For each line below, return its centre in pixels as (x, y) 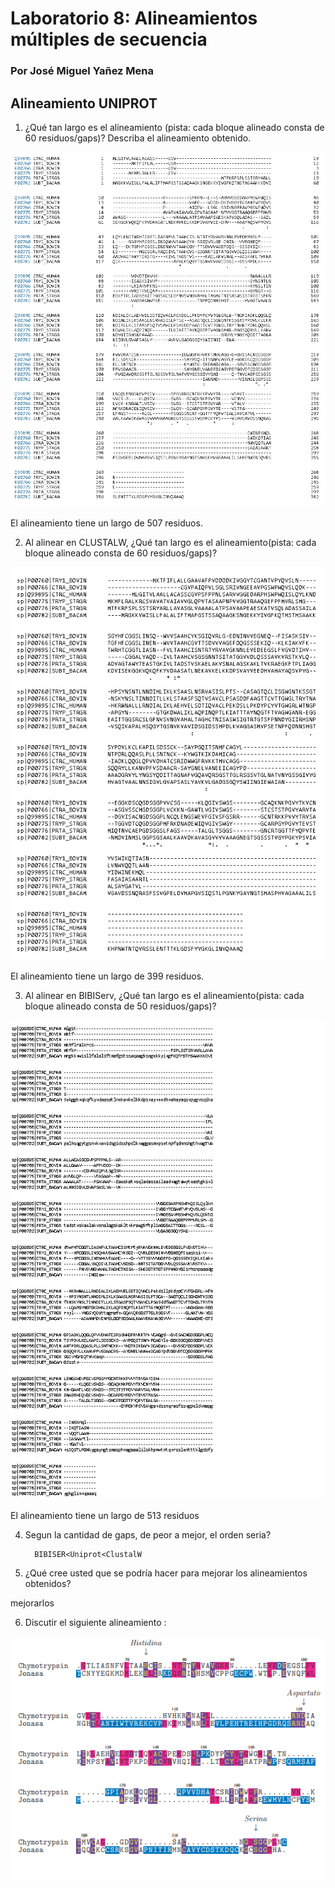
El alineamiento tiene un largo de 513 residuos (105, 1515)
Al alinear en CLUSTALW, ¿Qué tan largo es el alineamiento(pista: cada (170, 542)
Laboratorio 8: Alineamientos (134, 18)
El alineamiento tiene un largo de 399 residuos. (107, 976)
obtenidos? (48, 1583)
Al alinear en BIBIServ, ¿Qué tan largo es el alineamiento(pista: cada (164, 996)
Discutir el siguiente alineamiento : (95, 1622)
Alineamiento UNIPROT (84, 103)
